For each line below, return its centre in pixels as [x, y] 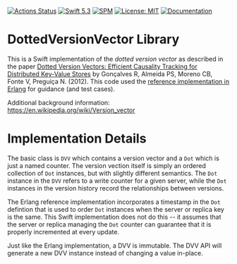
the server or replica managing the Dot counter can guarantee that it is [109, 224]
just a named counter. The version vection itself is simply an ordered [107, 165]
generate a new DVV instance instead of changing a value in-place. [105, 253]
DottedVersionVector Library [93, 40]
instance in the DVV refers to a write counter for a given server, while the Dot [117, 181]
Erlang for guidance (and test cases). [61, 89]
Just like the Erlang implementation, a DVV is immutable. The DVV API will [115, 245]
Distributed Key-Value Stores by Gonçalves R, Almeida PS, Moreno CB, [110, 73]
